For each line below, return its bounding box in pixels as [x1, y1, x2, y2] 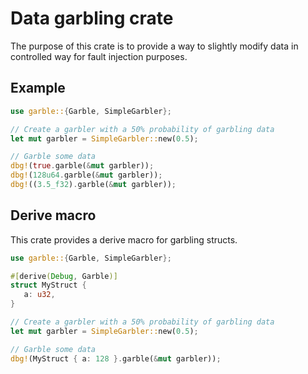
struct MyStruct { [10, 280, 87, 291]
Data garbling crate [10, 7, 174, 30]
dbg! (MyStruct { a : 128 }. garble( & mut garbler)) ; [10, 353, 222, 364]
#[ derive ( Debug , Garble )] [10, 271, 118, 281]
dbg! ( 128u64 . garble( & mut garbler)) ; [10, 170, 163, 181]
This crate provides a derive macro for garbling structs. [10, 233, 238, 246]
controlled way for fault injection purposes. [10, 50, 188, 62]
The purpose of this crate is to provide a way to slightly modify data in [10, 40, 299, 52]
